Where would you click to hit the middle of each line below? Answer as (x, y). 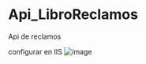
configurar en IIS (36, 51)
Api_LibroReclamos (73, 15)
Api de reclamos (35, 36)
